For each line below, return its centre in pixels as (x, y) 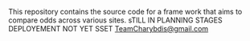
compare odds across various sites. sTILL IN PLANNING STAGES (115, 20)
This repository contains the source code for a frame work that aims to (125, 12)
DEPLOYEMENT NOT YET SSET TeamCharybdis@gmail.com (109, 29)
